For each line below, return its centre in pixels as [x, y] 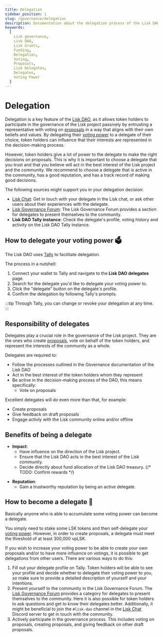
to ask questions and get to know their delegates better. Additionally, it [82, 604]
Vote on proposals [38, 391]
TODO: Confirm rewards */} [47, 472]
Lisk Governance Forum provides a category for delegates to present [81, 593]
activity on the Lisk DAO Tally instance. [51, 225]
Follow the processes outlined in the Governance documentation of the [83, 365]
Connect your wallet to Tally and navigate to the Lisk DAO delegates [80, 273]
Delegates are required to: [31, 355]
